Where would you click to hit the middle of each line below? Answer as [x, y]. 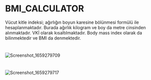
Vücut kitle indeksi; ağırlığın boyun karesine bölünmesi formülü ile [72, 22]
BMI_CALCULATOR [45, 9]
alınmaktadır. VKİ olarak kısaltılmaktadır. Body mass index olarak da [74, 33]
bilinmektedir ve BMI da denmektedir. [43, 38]
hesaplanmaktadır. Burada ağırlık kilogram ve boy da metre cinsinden [75, 27]
